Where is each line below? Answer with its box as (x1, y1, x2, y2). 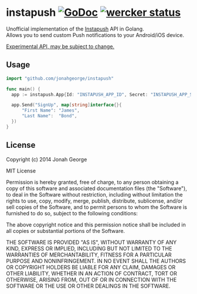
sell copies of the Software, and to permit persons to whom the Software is (6, 203, 188, 211)
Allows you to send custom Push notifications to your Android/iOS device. (6, 31, 185, 38)
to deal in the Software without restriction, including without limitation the (6, 191, 183, 198)
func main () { (6, 86, 41, 92)
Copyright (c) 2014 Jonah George (6, 156, 87, 163)
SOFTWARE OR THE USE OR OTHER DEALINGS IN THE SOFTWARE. (6, 282, 171, 289)
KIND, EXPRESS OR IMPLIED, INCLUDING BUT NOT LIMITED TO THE (6, 245, 172, 252)
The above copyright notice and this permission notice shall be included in (6, 221, 186, 228)
